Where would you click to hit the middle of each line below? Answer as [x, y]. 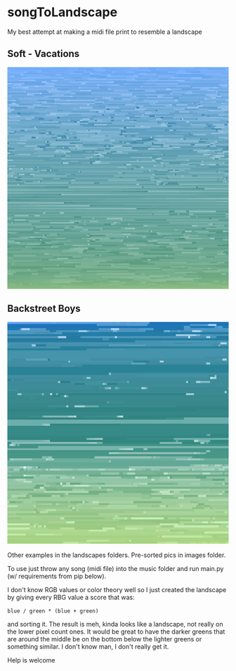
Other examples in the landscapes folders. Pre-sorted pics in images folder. [117, 555]
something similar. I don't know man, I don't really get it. [88, 646]
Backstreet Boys [44, 309]
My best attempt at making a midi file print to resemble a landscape [105, 32]
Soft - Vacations [44, 54]
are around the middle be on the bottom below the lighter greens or [105, 639]
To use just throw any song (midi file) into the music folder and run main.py [116, 568]
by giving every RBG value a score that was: [71, 597]
